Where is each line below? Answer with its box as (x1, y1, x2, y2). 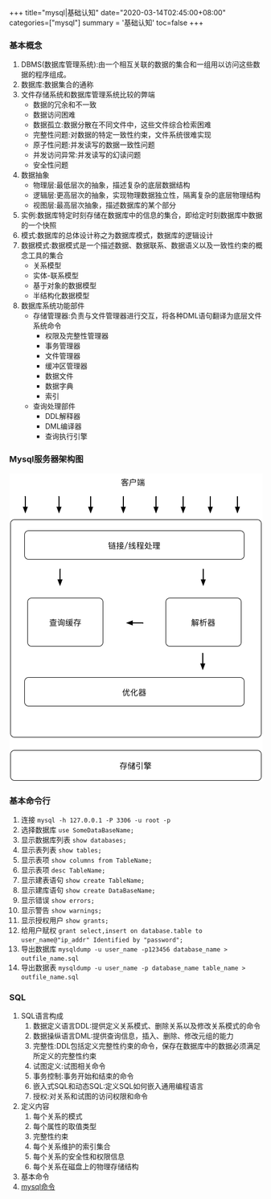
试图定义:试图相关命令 (32, 1061, 106, 1071)
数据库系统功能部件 (20, 301, 85, 310)
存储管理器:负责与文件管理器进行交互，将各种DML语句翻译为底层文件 (32, 311, 262, 321)
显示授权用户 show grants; (20, 915, 109, 925)
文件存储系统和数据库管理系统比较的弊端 (20, 90, 155, 100)
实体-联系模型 (32, 271, 80, 281)
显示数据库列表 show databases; (20, 835, 127, 844)
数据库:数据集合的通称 (20, 80, 94, 89)
